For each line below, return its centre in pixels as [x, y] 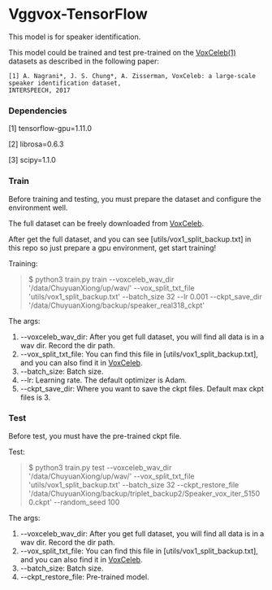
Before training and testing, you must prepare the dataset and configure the [135, 199]
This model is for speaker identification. [75, 37]
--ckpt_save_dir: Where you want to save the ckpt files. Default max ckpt [142, 388]
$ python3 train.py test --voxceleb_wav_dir [100, 467]
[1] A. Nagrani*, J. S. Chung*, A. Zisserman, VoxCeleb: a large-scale [132, 76]
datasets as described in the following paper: [84, 61]
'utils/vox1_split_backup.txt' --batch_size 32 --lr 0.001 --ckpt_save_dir [145, 296]
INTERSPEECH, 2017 [39, 90]
